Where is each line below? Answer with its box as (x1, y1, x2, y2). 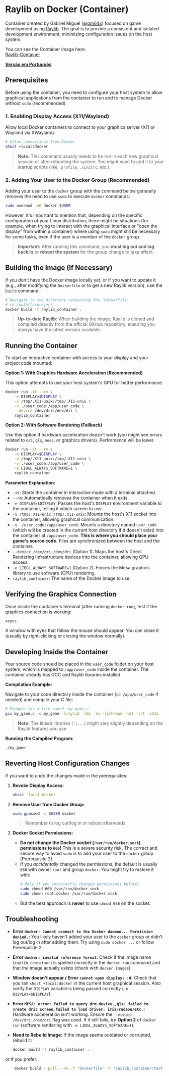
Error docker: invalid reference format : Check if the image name (12, 954, 151, 960)
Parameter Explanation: (5, 479, 56, 485)
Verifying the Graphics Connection (5, 590, 117, 599)
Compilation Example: (5, 681, 52, 688)
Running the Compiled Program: (5, 735, 74, 741)
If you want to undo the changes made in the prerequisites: (5, 772, 128, 778)
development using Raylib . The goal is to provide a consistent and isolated (5, 25, 159, 31)
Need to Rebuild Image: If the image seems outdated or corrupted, (12, 1032, 152, 1038)
